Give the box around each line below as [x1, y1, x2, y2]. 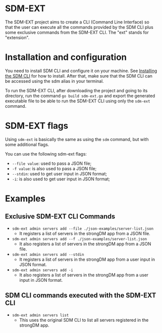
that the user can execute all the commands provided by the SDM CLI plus [5, 24, 154, 30]
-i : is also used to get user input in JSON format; [12, 176, 110, 182]
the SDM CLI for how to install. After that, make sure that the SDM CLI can [5, 73, 153, 78]
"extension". [5, 35, 30, 40]
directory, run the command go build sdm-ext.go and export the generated [5, 93, 155, 98]
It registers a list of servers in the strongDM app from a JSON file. [19, 230, 150, 236]
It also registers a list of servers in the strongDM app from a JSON [19, 241, 151, 247]
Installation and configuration [5, 52, 127, 63]
